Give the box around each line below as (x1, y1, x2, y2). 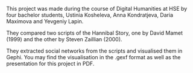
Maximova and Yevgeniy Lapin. (6, 18, 84, 25)
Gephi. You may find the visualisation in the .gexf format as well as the (6, 54, 181, 60)
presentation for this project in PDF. (6, 60, 95, 67)
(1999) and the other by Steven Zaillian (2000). (6, 36, 122, 42)
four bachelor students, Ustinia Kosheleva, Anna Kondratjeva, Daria (6, 11, 174, 19)
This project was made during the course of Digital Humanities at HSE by (6, 5, 188, 12)
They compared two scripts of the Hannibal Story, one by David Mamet (6, 29, 183, 36)
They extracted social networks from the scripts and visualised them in (6, 47, 183, 54)
